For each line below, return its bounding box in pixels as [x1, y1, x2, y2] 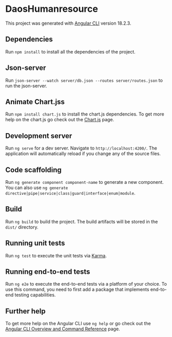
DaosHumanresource [5, 3, 99, 15]
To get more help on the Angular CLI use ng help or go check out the [5, 321, 151, 327]
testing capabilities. [14, 292, 56, 298]
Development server [5, 132, 72, 140]
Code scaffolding [5, 165, 62, 174]
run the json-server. [5, 83, 47, 89]
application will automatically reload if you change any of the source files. [5, 151, 161, 157]
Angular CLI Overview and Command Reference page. [5, 326, 120, 332]
